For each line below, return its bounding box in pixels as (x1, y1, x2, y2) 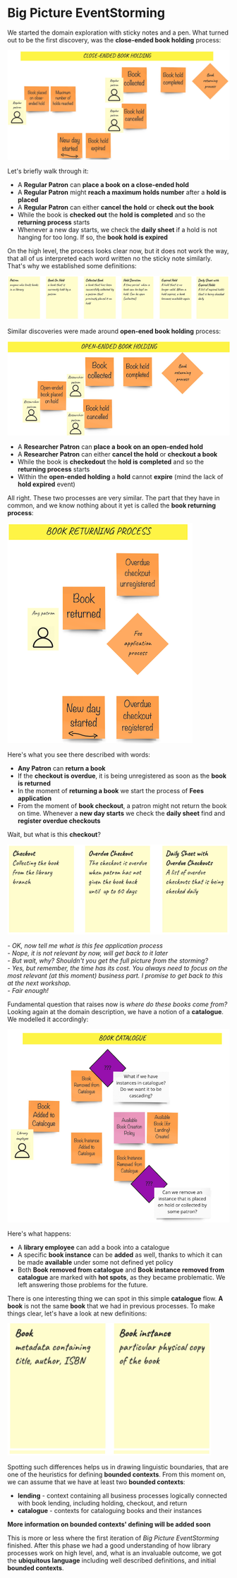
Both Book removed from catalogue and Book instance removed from (17, 1265, 224, 1275)
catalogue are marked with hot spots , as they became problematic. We (17, 1273, 226, 1282)
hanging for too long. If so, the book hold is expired (17, 233, 168, 241)
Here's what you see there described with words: (7, 750, 150, 759)
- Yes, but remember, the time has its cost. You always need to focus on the (7, 963, 228, 972)
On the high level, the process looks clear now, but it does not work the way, (7, 246, 229, 255)
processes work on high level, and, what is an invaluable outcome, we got (7, 1549, 222, 1558)
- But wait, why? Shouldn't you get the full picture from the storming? (7, 956, 209, 965)
